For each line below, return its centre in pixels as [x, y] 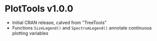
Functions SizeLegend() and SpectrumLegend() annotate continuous [82, 27]
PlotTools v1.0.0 [39, 9]
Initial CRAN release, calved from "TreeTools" [59, 22]
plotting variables [30, 33]
